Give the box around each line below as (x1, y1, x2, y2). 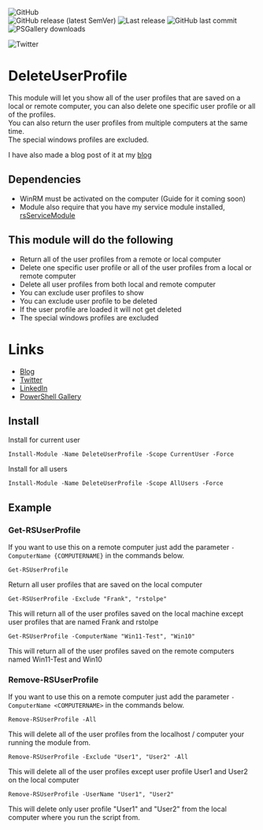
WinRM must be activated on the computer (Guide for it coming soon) (19, 194, 246, 203)
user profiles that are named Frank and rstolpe (8, 617, 159, 626)
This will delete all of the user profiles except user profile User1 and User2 (8, 767, 248, 776)
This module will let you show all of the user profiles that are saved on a (8, 93, 241, 102)
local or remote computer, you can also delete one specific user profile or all (8, 101, 256, 110)
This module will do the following (8, 233, 173, 247)
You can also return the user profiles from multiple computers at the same (8, 118, 248, 128)
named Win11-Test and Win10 (8, 654, 102, 664)
